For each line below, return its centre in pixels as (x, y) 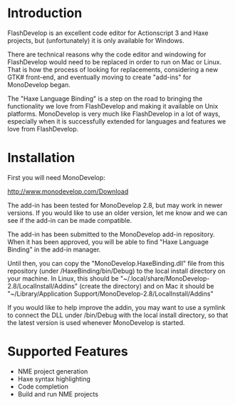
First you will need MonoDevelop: (56, 177)
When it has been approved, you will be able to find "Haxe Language (108, 241)
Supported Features (68, 352)
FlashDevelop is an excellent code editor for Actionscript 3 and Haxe (108, 33)
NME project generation (53, 371)
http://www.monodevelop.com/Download (68, 191)
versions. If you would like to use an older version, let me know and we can (117, 213)
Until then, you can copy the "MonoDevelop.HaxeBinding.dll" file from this (116, 263)
